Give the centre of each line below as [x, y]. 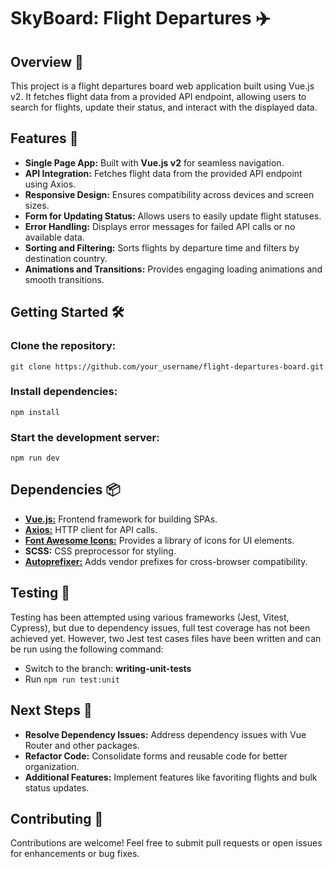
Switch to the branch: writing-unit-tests [108, 668]
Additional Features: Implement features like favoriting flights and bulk [171, 777]
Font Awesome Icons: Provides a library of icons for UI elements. [159, 540]
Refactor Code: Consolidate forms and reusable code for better [156, 756]
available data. [54, 237]
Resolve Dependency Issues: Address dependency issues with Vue [165, 734]
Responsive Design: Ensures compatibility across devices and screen [169, 194]
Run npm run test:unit [72, 679]
